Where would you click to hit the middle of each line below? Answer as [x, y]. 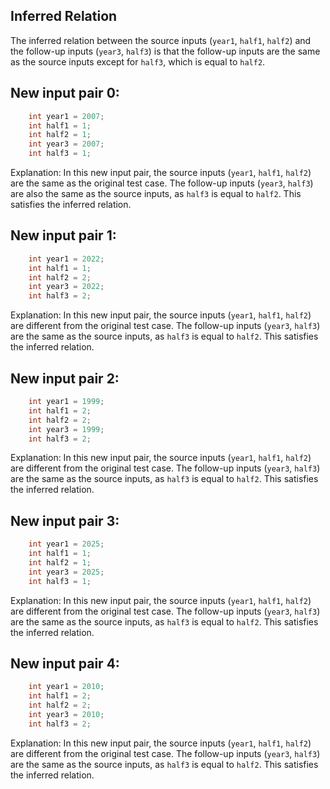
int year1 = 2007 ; [66, 116]
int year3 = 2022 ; [66, 287]
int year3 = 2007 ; [66, 144]
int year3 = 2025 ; [66, 572]
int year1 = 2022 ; [66, 259]
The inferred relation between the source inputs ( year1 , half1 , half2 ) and [161, 40]
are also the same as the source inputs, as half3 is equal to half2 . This [156, 193]
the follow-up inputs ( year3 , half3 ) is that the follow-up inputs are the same [165, 51]
